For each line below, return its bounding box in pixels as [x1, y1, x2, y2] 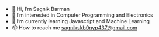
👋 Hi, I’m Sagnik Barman [11, 6, 70, 12]
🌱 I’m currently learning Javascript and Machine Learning [11, 18, 150, 24]
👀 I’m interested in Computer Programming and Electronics [11, 12, 153, 18]
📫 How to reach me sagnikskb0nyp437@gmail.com [11, 24, 137, 31]
